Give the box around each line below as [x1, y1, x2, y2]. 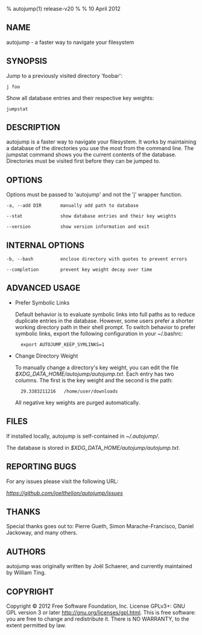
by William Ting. [6, 569, 46, 577]
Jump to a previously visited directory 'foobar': [6, 72, 122, 79]
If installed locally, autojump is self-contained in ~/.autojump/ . [6, 432, 160, 440]
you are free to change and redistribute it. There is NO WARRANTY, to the [6, 615, 189, 622]
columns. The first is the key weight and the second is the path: [14, 376, 173, 384]
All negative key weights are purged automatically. [14, 399, 140, 406]
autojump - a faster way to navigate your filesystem [6, 39, 134, 46]
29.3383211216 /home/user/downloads [21, 388, 118, 394]
